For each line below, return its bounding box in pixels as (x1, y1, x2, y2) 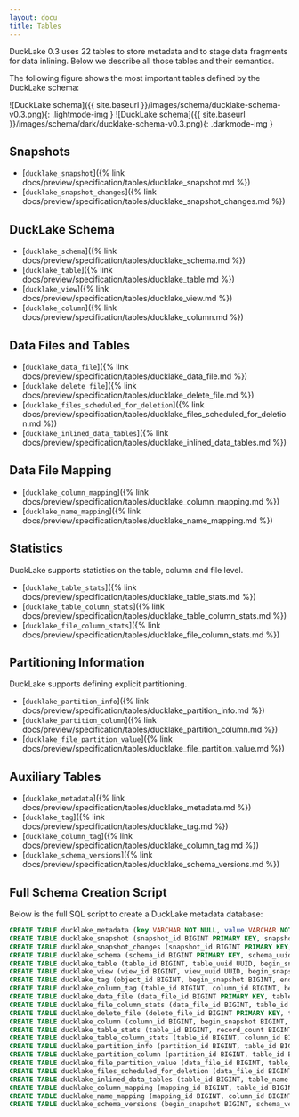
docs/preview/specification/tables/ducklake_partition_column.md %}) (21, 724, 279, 735)
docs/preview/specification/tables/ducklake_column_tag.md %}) (21, 840, 260, 851)
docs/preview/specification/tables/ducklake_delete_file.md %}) (21, 390, 255, 400)
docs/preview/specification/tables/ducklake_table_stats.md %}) (21, 591, 256, 602)
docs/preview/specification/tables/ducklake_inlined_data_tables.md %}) (21, 437, 287, 448)
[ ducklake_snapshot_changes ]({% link (21, 186, 158, 197)
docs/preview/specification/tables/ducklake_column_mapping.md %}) (21, 496, 280, 506)
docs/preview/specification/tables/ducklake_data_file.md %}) (21, 371, 247, 382)
